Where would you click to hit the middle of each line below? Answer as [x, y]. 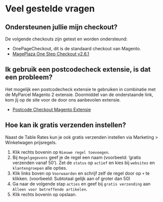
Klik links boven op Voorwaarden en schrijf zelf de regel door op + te [81, 173]
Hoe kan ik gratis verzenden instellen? [66, 125]
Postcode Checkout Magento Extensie [51, 109]
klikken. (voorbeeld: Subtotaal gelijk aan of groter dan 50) [71, 178]
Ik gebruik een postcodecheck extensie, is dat [78, 69]
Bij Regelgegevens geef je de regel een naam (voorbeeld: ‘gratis [77, 157]
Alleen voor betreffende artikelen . [50, 189]
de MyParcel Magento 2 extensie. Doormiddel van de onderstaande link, [79, 95]
